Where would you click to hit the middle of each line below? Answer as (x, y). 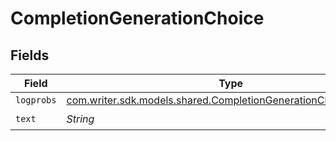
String (80, 119)
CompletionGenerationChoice (137, 18)
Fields (30, 55)
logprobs (36, 100)
